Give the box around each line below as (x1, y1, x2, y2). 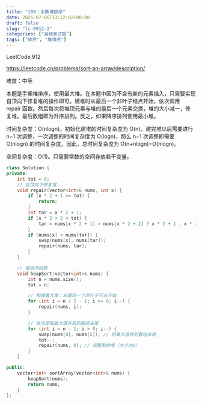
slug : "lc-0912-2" (6, 25, 52, 32)
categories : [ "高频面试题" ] (6, 31, 72, 37)
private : (6, 170, 28, 176)
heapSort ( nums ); (28, 376, 69, 382)
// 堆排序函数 (17, 265, 48, 271)
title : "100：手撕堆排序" (6, 8, 66, 15)
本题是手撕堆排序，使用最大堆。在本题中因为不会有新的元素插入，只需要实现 (6, 90, 196, 97)
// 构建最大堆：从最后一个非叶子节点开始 (28, 292, 117, 299)
